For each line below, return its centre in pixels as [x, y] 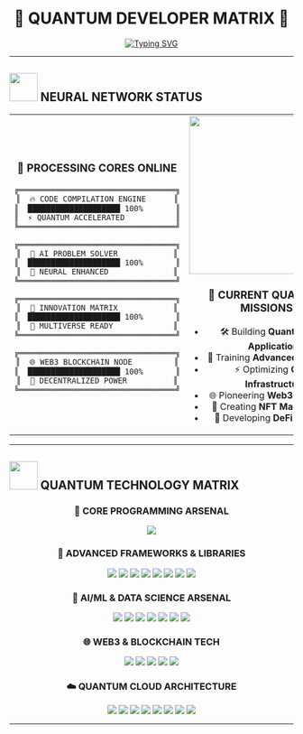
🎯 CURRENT [239, 295]
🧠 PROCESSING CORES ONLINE [97, 168]
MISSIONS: [268, 308]
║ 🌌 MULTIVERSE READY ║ [97, 325]
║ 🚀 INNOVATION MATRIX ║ [97, 307]
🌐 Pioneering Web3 [251, 395]
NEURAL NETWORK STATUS [121, 97]
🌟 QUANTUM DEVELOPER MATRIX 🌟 [151, 19]
